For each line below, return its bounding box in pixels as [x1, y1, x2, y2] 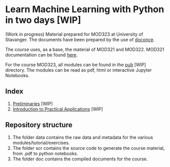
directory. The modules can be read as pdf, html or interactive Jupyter [5, 67, 152, 73]
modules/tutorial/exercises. [12, 140, 70, 146]
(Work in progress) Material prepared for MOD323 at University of [5, 31, 144, 37]
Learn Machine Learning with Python [5, 4, 164, 15]
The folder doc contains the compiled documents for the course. [12, 156, 148, 162]
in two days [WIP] [5, 14, 81, 26]
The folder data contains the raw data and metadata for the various [12, 134, 153, 140]
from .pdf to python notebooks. [12, 150, 79, 156]
